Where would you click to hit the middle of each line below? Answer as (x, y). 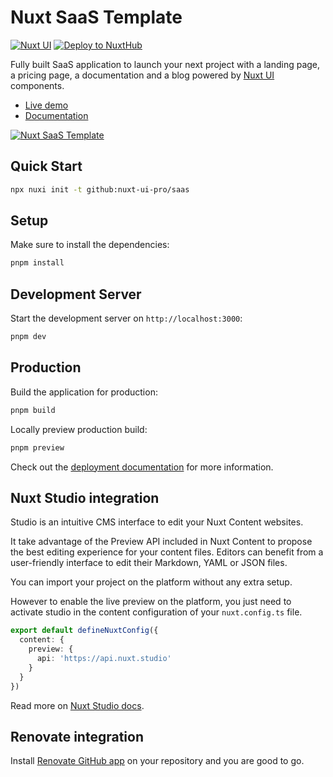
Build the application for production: (84, 392)
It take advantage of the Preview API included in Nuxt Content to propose (161, 542)
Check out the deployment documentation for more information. (142, 467)
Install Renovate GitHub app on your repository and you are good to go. (157, 761)
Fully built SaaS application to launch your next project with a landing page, (165, 64)
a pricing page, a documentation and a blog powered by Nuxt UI (142, 75)
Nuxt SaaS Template (96, 17)
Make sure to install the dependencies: (90, 245)
